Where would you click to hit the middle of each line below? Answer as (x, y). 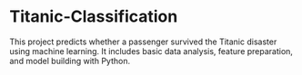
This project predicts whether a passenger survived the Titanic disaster (143, 42)
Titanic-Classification (94, 17)
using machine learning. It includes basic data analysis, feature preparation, (151, 51)
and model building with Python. (70, 61)
